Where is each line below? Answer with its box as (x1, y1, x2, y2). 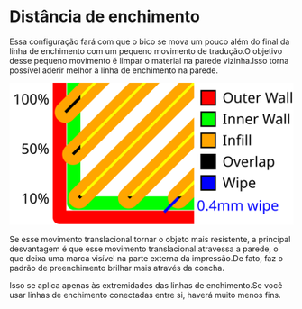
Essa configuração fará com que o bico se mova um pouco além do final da (9, 36, 290, 47)
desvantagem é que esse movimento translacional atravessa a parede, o (9, 243, 279, 254)
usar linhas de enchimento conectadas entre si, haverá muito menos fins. (9, 289, 281, 300)
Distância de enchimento (9, 6, 200, 27)
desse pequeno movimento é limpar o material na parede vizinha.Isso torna (9, 55, 289, 66)
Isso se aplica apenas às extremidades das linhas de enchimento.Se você (9, 279, 283, 290)
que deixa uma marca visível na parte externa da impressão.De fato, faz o (9, 252, 284, 263)
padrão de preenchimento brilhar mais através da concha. (9, 262, 225, 273)
